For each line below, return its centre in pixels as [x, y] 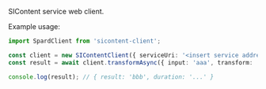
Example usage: [34, 26]
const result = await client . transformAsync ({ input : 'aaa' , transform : [131, 62]
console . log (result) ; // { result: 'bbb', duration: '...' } [111, 77]
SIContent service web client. [56, 11]
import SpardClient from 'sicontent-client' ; [84, 41]
